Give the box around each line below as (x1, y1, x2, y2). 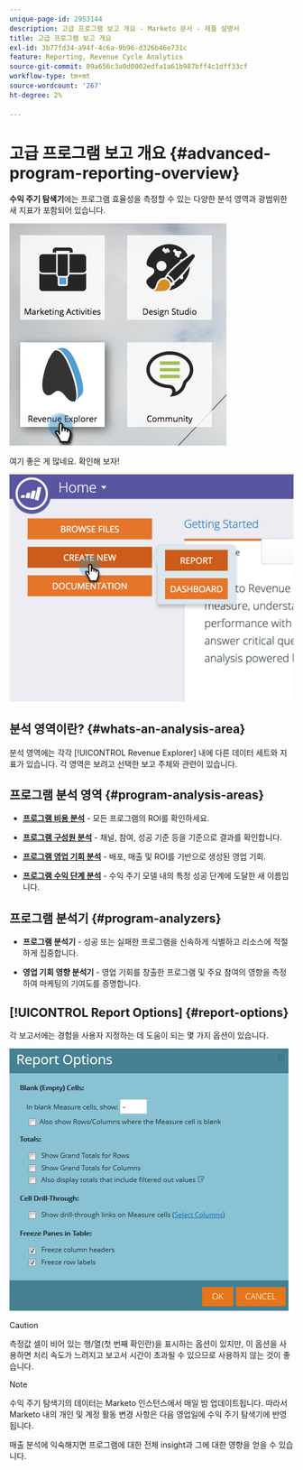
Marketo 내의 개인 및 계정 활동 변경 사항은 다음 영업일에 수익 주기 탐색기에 (9, 1409, 271, 1419)
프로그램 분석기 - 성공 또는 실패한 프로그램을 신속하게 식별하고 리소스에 (22, 937, 272, 948)
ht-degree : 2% (9, 90, 63, 99)
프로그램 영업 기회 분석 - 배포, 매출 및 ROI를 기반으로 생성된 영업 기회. (22, 851, 266, 862)
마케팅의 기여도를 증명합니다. (39, 978, 142, 989)
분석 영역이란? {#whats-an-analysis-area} (9, 722, 246, 737)
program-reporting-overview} (9, 162, 241, 183)
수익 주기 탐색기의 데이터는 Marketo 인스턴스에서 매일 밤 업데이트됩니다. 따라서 (9, 1398, 289, 1408)
